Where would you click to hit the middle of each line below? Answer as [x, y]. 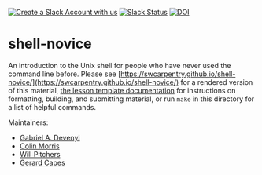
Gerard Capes [42, 162]
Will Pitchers [40, 154]
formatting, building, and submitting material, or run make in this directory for [131, 99]
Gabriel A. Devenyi [50, 137]
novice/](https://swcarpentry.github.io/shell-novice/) [94, 82]
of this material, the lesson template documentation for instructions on [122, 90]
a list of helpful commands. [52, 107]
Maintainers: [28, 122]
